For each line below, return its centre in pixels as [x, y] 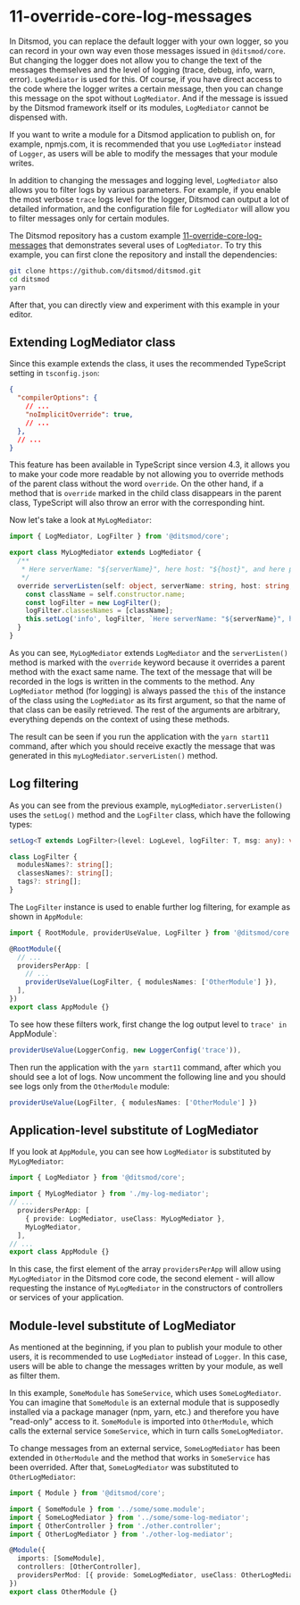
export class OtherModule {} [63, 1592]
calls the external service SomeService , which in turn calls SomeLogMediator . [146, 1431]
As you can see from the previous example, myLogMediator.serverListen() [146, 805]
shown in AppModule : [46, 916]
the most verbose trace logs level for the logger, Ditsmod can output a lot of [149, 199]
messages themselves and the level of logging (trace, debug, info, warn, [142, 70]
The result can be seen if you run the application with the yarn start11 [139, 736]
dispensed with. [39, 117]
